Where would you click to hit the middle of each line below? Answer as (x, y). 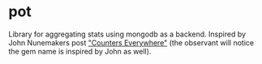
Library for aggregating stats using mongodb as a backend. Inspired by (127, 34)
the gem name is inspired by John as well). (80, 51)
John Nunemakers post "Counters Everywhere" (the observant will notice (131, 42)
